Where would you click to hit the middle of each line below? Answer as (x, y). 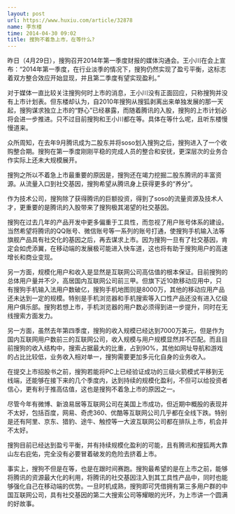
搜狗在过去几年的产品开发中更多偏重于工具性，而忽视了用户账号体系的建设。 (117, 222)
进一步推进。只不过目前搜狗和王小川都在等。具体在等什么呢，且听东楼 (120, 119)
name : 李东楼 (24, 27)
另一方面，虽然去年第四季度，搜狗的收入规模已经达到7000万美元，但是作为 (116, 331)
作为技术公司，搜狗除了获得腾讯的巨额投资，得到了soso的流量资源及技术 (112, 199)
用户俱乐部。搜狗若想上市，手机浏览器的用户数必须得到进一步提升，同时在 (114, 307)
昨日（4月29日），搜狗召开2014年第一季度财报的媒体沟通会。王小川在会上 (114, 61)
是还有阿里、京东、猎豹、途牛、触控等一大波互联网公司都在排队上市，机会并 (117, 422)
